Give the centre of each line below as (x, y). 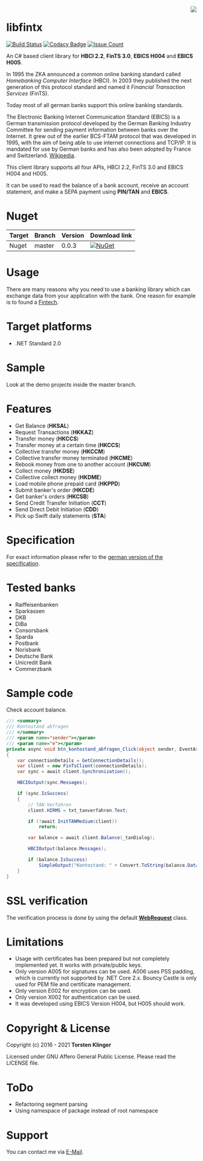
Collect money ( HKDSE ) (45, 471)
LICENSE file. (23, 1063)
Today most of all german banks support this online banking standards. (95, 105)
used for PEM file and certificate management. (73, 984)
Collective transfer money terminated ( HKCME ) (74, 458)
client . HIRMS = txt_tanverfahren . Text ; (78, 810)
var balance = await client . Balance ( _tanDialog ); (92, 838)
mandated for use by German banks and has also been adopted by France (99, 149)
